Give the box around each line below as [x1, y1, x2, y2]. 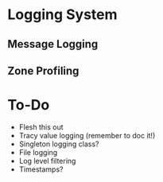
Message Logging [7, 37, 99, 51]
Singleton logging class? [18, 139, 99, 149]
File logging [18, 147, 58, 157]
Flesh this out [18, 122, 64, 132]
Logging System [7, 6, 118, 24]
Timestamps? [18, 165, 64, 174]
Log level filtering [18, 156, 76, 165]
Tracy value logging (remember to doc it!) [18, 130, 156, 140]
